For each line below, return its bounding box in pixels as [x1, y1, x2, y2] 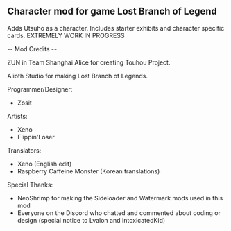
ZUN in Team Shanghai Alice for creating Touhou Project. [7, 58, 171, 67]
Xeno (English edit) [17, 160, 72, 168]
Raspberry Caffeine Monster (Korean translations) [17, 166, 160, 176]
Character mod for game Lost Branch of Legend [7, 6, 217, 17]
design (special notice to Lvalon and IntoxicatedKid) [17, 216, 166, 224]
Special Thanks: [7, 180, 53, 189]
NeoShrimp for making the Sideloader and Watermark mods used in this [17, 194, 223, 202]
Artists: [7, 112, 28, 120]
